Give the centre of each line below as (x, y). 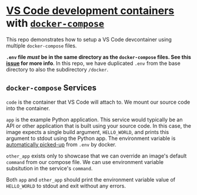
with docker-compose (55, 23)
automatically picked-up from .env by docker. (61, 144)
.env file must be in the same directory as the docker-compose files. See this (98, 57)
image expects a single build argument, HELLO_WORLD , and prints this (88, 132)
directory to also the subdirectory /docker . (57, 69)
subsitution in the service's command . (49, 168)
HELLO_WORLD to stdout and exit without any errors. (66, 186)
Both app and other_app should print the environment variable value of (91, 179)
